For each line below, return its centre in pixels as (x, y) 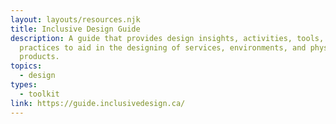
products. (39, 57)
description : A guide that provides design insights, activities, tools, (167, 38)
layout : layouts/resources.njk (75, 19)
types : (24, 85)
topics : (26, 66)
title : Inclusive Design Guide (75, 29)
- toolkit (39, 94)
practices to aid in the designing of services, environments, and (163, 47)
